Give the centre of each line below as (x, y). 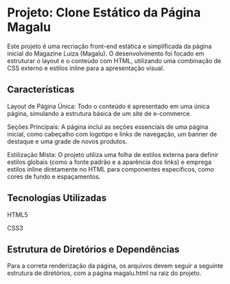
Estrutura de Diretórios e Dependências (93, 249)
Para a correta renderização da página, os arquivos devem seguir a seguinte (115, 266)
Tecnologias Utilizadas (57, 198)
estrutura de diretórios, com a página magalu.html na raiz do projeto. (104, 273)
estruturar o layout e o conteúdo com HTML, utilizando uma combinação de (114, 60)
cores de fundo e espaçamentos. (54, 176)
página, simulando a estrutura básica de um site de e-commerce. (100, 113)
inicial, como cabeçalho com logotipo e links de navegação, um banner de (112, 134)
